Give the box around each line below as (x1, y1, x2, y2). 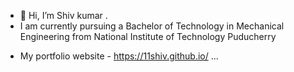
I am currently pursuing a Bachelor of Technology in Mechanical (19, 20, 285, 32)
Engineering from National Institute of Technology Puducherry (19, 31, 277, 42)
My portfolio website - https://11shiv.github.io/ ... (19, 50, 219, 62)
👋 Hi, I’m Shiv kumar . (19, 10, 108, 21)
